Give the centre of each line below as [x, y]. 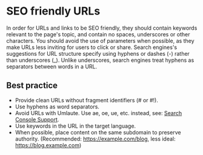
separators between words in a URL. [52, 66]
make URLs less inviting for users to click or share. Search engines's [92, 47]
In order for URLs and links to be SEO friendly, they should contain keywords [102, 28]
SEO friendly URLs [53, 11]
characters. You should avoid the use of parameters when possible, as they [101, 41]
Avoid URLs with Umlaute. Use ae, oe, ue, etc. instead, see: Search [98, 113]
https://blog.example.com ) [48, 145]
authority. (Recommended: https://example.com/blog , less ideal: [95, 139]
